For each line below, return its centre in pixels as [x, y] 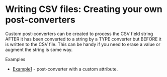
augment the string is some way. [39, 49]
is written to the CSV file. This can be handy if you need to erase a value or [83, 44]
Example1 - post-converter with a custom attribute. [65, 69]
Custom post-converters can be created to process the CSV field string [79, 33]
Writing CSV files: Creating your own [84, 9]
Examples [15, 59]
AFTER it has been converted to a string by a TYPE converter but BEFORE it [83, 39]
